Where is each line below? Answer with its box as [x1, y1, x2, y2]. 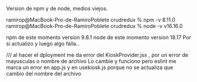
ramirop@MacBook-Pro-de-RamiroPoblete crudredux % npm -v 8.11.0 [6, 16, 175, 23]
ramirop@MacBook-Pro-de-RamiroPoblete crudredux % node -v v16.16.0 [6, 23, 183, 29]
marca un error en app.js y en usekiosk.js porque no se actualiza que [6, 64, 173, 71]
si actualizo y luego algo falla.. [6, 40, 79, 47]
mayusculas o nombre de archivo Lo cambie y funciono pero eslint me [6, 58, 176, 64]
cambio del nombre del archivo [6, 70, 81, 77]
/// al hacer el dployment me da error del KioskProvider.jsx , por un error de [6, 52, 189, 58]
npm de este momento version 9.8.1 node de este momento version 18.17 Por [6, 34, 191, 40]
